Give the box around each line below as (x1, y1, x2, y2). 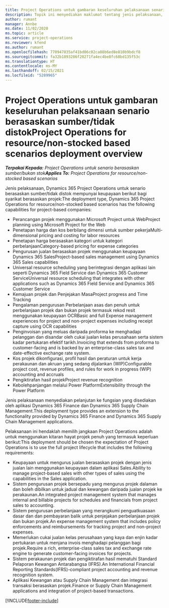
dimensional (12, 232, 38, 238)
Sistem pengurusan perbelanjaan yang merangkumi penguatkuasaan (12, 507, 155, 513)
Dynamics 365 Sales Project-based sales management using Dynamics (12, 254, 159, 260)
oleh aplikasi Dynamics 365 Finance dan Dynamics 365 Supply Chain (5, 402, 149, 408)
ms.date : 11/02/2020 (5, 26, 49, 31)
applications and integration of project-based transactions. (12, 587, 135, 594)
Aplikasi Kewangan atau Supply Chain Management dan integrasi (12, 577, 148, 583)
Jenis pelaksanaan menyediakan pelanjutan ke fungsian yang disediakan (5, 397, 156, 403)
